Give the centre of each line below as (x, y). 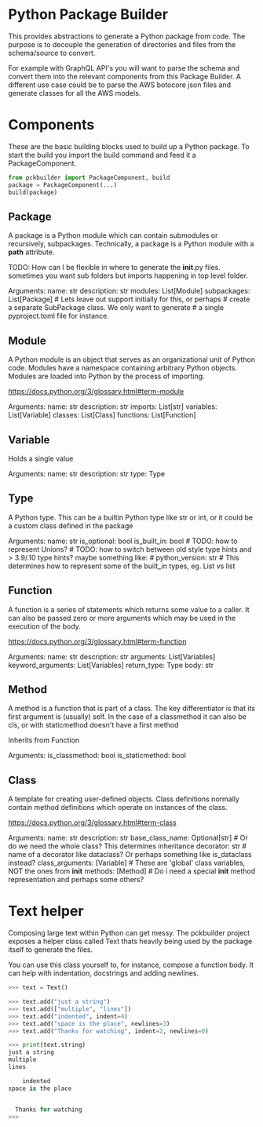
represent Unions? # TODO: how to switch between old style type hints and (130, 549)
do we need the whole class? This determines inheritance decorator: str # (128, 846)
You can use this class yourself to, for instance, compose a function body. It (131, 965)
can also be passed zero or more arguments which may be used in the (122, 618)
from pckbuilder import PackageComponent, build (89, 177)
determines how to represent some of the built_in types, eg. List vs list (122, 566)
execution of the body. (44, 626)
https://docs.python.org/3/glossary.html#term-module (96, 392)
